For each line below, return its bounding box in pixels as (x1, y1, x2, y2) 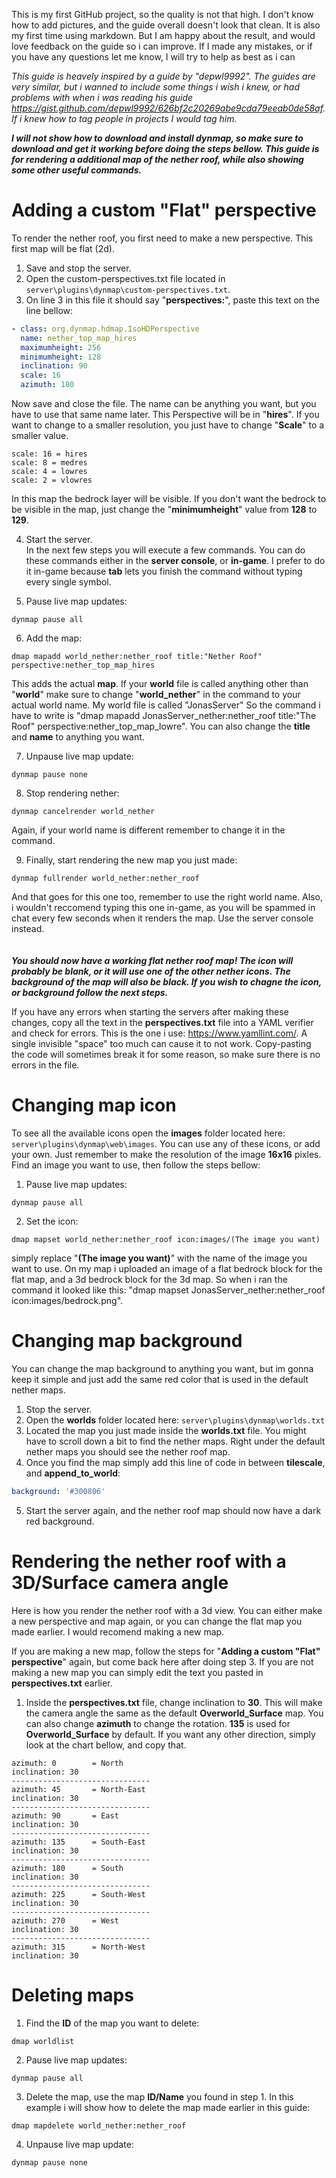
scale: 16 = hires (11, 449, 88, 459)
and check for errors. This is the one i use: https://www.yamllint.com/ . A (11, 1027, 308, 1039)
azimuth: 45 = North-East (11, 1784, 146, 1794)
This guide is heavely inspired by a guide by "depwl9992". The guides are (11, 70, 316, 82)
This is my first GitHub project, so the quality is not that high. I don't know (11, 9, 314, 20)
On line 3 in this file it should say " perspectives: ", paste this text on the (25, 294, 321, 306)
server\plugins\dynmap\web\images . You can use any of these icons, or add (11, 1138, 321, 1149)
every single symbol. (25, 576, 112, 588)
